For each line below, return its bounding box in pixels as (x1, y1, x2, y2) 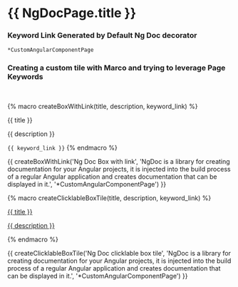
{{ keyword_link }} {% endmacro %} (7, 143, 118, 152)
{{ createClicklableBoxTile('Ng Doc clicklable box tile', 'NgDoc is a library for (7, 249, 232, 257)
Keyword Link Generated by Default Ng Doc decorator (7, 31, 197, 41)
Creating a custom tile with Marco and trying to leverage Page (7, 63, 226, 73)
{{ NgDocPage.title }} (7, 5, 137, 21)
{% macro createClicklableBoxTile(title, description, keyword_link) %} (7, 194, 212, 202)
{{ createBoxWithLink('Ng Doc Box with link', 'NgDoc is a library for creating (7, 157, 230, 165)
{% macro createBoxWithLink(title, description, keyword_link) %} (7, 102, 198, 110)
